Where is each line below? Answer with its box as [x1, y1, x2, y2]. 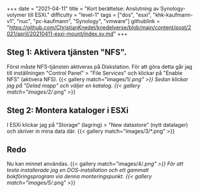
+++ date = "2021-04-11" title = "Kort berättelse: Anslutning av [7, 5, 159, 12]
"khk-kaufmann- [152, 11, 193, 18]
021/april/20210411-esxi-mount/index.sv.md [7, 30, 114, 37]
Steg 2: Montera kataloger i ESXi [7, 105, 129, 116]
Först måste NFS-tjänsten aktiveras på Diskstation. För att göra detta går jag [7, 63, 192, 70]
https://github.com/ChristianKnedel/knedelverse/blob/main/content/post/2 [9, 24, 191, 31]
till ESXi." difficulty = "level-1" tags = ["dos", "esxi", [27, 11, 152, 18]
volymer [7, 11, 27, 18]
